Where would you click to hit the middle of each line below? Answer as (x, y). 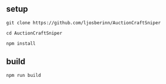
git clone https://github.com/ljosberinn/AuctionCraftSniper (84, 22)
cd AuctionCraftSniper (34, 33)
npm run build (24, 75)
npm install (21, 43)
